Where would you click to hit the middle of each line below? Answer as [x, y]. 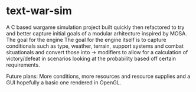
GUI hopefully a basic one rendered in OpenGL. [64, 82]
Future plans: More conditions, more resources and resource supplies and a [98, 76]
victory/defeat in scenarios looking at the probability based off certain [91, 58]
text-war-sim [39, 11]
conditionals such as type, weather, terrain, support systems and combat [95, 46]
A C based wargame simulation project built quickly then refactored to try [95, 27]
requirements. [23, 65]
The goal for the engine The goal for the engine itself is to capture [86, 40]
